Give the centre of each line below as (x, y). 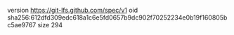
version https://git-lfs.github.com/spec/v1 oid (73, 10)
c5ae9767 (22, 25)
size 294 (50, 25)
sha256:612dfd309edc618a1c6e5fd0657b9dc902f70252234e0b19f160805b (117, 17)
